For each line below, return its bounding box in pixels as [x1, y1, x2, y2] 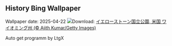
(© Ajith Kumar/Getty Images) [33, 25, 96, 31]
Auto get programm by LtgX [5, 35, 64, 41]
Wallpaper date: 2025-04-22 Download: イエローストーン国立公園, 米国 [5, 18, 161, 25]
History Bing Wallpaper [5, 4, 81, 13]
